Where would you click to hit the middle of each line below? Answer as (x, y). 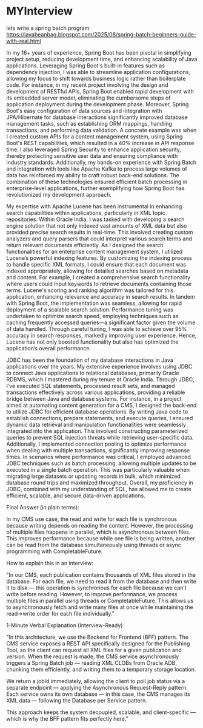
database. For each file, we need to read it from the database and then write (101, 581)
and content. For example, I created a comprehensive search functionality (98, 277)
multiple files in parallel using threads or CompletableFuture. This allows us (100, 600)
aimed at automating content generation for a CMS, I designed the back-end (101, 405)
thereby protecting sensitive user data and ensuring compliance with (92, 155)
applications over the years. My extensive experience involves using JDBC (99, 366)
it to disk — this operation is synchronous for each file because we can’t (96, 588)
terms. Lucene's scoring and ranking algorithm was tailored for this (90, 290)
